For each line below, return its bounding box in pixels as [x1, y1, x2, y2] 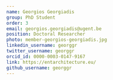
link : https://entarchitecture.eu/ [6, 59, 97, 65]
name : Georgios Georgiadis [6, 8, 75, 15]
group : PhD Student [6, 14, 56, 20]
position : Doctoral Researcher [6, 31, 86, 37]
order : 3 [6, 20, 29, 26]
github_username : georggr [6, 64, 72, 71]
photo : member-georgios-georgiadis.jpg [6, 37, 108, 43]
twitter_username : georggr [6, 48, 75, 54]
